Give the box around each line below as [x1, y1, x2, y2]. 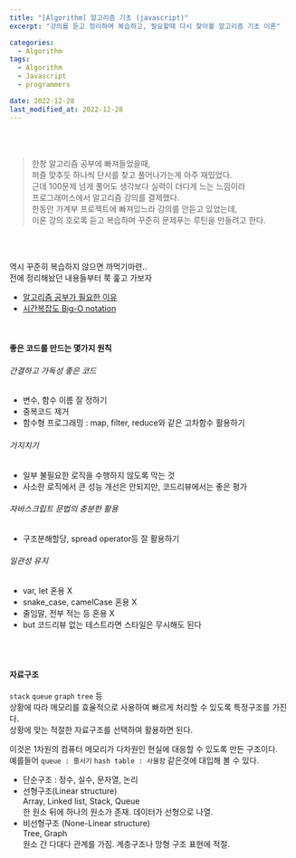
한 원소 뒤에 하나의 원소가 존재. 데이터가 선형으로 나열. [22, 806, 214, 817]
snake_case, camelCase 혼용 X [22, 596, 138, 607]
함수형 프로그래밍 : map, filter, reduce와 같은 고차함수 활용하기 [22, 417, 246, 428]
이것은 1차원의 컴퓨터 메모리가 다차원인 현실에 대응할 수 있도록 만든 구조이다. [9, 744, 279, 755]
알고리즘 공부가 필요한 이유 [22, 291, 118, 302]
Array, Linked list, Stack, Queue [22, 796, 140, 806]
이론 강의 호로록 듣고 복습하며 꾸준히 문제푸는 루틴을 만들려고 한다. [31, 214, 266, 225]
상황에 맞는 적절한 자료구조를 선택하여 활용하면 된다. [9, 725, 193, 736]
